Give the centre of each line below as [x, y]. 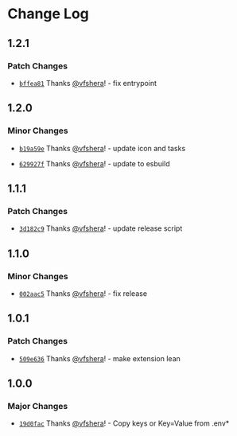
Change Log [48, 14]
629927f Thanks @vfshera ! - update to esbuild [94, 163]
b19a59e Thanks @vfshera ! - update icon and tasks [102, 148]
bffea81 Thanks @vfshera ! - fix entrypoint [87, 83]
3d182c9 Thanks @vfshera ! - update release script [101, 228]
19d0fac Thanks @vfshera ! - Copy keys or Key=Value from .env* [124, 423]
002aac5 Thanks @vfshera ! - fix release [83, 293]
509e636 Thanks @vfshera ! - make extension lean [99, 358]
